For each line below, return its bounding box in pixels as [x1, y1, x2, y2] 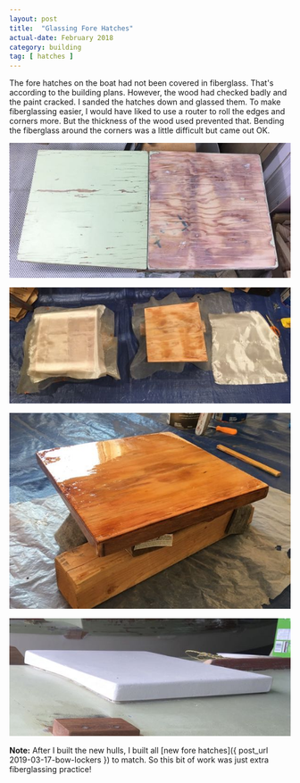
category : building [9, 43, 82, 52]
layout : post [9, 14, 58, 23]
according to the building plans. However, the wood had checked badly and [9, 87, 287, 98]
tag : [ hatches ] [9, 52, 74, 62]
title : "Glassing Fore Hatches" [9, 23, 134, 33]
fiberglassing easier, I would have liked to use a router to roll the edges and [9, 106, 286, 117]
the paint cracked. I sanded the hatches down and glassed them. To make [9, 96, 281, 107]
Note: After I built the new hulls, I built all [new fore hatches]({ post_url [9, 746, 269, 756]
